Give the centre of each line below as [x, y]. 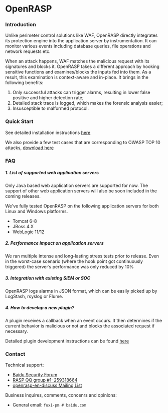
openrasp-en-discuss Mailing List [47, 385]
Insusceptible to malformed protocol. [51, 108]
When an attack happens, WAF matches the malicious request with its [77, 61]
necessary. [17, 331]
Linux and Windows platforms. [37, 211]
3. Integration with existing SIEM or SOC [48, 278]
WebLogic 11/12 [28, 232]
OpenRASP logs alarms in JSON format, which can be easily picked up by [81, 291]
